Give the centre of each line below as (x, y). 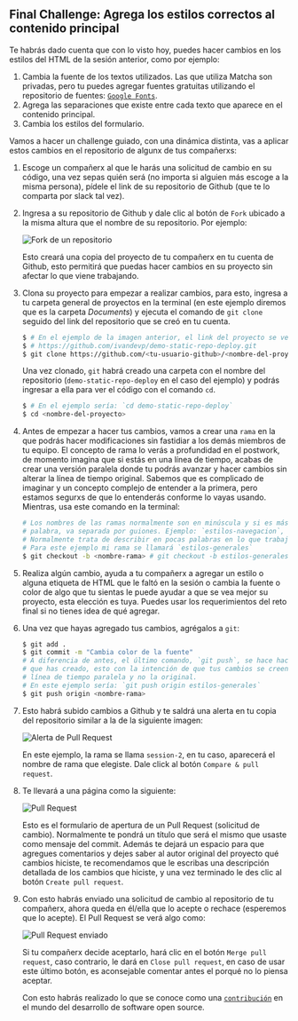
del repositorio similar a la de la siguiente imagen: (113, 720)
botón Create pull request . (73, 882)
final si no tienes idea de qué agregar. (91, 611)
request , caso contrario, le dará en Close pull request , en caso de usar (153, 962)
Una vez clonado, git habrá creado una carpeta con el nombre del (144, 371)
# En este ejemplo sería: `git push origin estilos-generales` (141, 685)
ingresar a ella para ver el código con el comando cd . (118, 390)
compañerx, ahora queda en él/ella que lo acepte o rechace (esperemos (154, 908)
